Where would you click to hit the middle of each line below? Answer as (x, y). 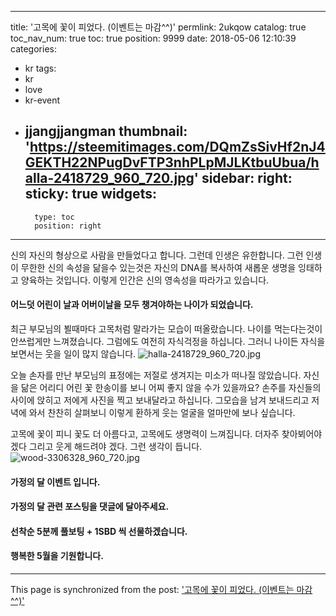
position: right (68, 226)
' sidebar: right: (243, 178)
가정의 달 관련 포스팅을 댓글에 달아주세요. (90, 507)
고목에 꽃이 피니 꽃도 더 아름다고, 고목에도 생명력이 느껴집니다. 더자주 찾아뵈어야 (166, 434)
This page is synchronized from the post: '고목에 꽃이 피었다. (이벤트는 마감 (161, 589)
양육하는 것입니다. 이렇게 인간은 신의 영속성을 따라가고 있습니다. (145, 280)
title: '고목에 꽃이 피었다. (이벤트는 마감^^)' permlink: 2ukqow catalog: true (158, 27)
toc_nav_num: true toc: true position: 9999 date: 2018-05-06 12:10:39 (153, 38)
